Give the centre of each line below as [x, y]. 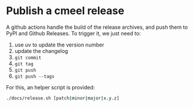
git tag [24, 64]
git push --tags [34, 76]
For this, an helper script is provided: [51, 87]
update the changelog [41, 51]
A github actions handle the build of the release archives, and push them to [97, 27]
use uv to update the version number [59, 45]
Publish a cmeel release [65, 11]
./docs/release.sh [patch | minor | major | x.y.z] [63, 98]
